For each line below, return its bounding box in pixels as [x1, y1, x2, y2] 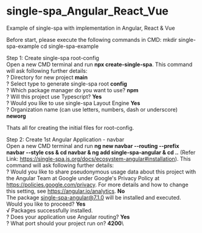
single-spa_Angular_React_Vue [6, 4, 169, 18]
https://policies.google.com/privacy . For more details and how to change [6, 181, 189, 188]
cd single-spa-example [40, 42, 99, 50]
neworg [6, 112, 26, 120]
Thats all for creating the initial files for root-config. [6, 124, 134, 131]
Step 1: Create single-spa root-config [6, 54, 99, 61]
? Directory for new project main [6, 73, 88, 81]
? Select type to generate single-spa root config [6, 80, 128, 87]
